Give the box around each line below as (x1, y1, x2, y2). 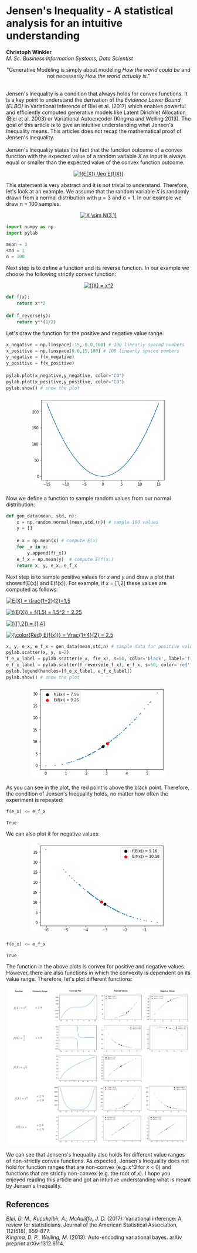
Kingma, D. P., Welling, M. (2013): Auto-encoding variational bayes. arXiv (6, 1234, 182, 1241)
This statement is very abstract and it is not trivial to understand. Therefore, (6, 181, 189, 189)
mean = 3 (6, 241, 28, 248)
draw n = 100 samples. (6, 200, 61, 207)
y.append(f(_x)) (27, 550, 67, 556)
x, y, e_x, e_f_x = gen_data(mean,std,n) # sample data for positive (6, 643, 180, 649)
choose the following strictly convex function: (6, 270, 116, 278)
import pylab (6, 230, 38, 236)
